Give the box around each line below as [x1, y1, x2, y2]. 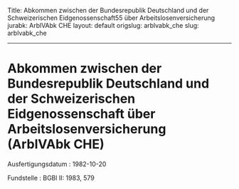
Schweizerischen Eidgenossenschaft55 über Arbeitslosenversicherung [7, 14, 216, 22]
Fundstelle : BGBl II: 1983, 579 [7, 173, 95, 182]
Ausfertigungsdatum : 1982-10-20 [7, 160, 107, 168]
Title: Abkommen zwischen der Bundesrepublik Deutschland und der [7, 6, 209, 14]
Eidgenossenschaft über [7, 106, 156, 122]
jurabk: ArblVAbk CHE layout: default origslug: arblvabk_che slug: [7, 21, 199, 29]
